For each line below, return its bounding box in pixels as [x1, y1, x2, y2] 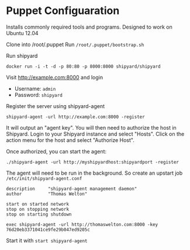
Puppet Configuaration [6, 4, 120, 18]
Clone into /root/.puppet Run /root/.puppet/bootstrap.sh [6, 41, 144, 48]
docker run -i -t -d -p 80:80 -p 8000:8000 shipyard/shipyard [6, 63, 161, 70]
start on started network [6, 201, 69, 207]
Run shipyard [6, 52, 38, 59]
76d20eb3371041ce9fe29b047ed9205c [6, 227, 91, 232]
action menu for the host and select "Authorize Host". [6, 136, 134, 144]
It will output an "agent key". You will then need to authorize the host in [6, 124, 177, 131]
